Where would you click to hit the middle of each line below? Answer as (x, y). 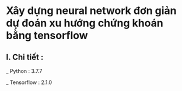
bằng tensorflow (47, 36)
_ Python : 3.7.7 (24, 71)
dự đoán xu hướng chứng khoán (85, 23)
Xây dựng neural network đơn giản (91, 11)
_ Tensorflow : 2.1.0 (29, 82)
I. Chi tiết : (25, 57)
